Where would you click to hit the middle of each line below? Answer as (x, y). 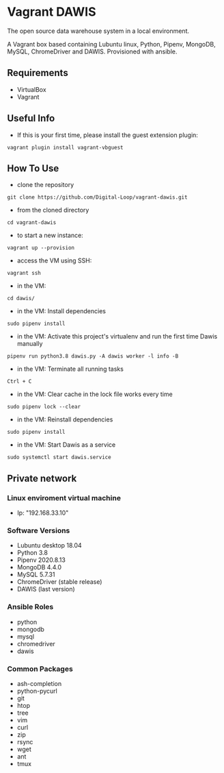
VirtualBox (31, 89)
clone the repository (45, 185)
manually (30, 344)
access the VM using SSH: (54, 260)
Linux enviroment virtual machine (64, 498)
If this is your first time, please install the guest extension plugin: (107, 135)
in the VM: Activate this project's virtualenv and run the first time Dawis (117, 336)
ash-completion (39, 683)
